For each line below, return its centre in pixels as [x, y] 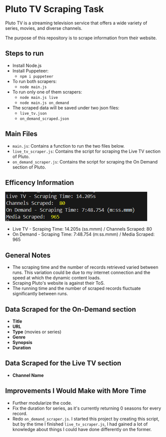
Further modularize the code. [42, 403]
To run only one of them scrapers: [47, 92]
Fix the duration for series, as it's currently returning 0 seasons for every [87, 408]
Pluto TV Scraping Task [55, 9]
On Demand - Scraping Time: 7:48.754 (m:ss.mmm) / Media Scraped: [83, 234]
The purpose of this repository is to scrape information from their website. [81, 38]
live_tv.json [33, 113]
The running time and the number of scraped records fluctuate [77, 288]
